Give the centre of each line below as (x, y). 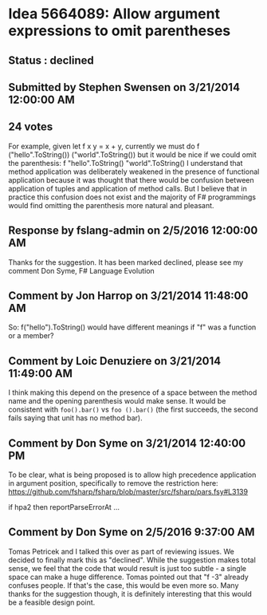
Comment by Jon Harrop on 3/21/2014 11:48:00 (128, 296)
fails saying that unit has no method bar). (75, 418)
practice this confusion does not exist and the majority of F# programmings (132, 197)
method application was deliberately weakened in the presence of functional (134, 171)
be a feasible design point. (52, 602)
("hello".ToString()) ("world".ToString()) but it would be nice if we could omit (132, 154)
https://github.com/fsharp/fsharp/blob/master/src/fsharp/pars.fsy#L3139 (128, 492)
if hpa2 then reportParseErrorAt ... (64, 507)
